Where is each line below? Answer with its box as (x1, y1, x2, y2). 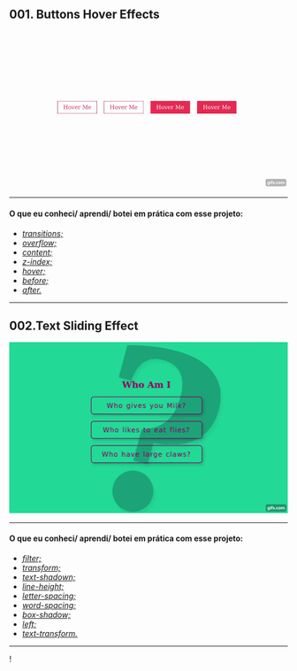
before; (21, 274, 49, 286)
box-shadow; (21, 609, 71, 620)
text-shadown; (21, 571, 76, 582)
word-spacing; (21, 599, 77, 610)
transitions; (21, 228, 64, 238)
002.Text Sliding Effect (9, 318, 139, 333)
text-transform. (21, 628, 78, 638)
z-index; (21, 256, 53, 266)
